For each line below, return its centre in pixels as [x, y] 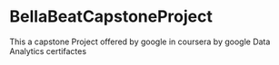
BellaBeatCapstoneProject [111, 17]
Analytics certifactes [48, 51]
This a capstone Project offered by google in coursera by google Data [140, 42]
